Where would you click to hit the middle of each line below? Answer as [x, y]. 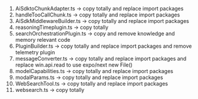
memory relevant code [43, 40]
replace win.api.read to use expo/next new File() [74, 65]
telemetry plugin [35, 52]
